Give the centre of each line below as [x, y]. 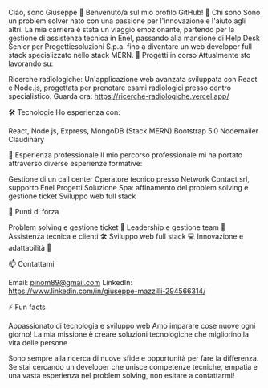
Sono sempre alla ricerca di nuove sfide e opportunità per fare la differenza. [134, 358]
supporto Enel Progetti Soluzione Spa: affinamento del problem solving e [128, 188]
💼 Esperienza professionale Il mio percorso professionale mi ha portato [126, 155]
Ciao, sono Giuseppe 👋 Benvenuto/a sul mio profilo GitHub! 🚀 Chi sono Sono [134, 12]
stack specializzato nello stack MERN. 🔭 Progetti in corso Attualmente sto [130, 55]
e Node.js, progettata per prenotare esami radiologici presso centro [120, 88]
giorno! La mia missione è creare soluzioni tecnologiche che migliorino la [129, 334]
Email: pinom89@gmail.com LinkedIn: [70, 282]
